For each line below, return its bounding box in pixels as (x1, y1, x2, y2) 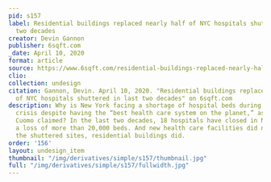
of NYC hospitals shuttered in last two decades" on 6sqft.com (15, 94, 232, 102)
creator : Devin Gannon (8, 34, 85, 43)
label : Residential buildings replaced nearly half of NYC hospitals (8, 19, 248, 27)
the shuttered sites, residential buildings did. (15, 131, 186, 139)
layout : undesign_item (8, 147, 85, 155)
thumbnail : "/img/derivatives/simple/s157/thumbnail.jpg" (8, 154, 207, 162)
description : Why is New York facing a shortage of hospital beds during (8, 101, 262, 110)
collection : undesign (8, 79, 81, 87)
